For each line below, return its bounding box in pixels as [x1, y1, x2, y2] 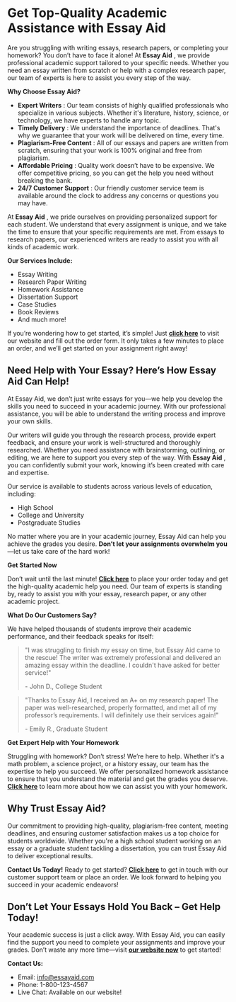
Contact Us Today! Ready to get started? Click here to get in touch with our [7, 865, 228, 874]
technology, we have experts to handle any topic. [17, 115, 161, 125]
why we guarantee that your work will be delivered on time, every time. [17, 131, 225, 140]
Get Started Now [7, 561, 58, 569]
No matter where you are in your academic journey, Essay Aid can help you [7, 532, 226, 540]
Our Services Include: [7, 256, 73, 265]
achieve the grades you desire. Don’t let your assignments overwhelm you [7, 540, 228, 548]
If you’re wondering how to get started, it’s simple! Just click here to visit [7, 329, 220, 337]
